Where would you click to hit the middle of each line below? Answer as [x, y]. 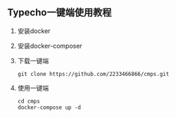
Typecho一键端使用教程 [59, 13]
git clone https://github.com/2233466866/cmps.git [93, 74]
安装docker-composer [50, 46]
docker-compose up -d [49, 107]
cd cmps [29, 101]
